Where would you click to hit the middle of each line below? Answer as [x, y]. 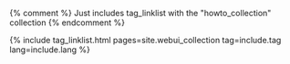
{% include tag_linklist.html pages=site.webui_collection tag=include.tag [145, 40]
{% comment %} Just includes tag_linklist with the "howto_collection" [140, 13]
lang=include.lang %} [50, 50]
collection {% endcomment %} [67, 23]
